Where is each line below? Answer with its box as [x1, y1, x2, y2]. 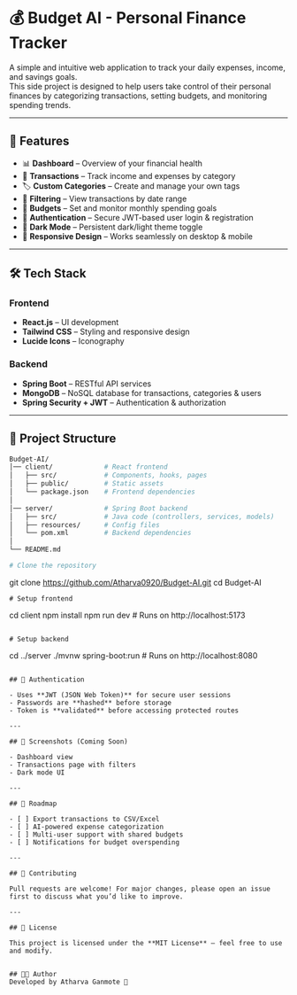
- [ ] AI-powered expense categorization [9, 822, 164, 831]
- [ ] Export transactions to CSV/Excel [9, 814, 161, 823]
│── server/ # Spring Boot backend [9, 503, 188, 513]
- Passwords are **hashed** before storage [9, 698, 172, 707]
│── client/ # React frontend [9, 463, 168, 471]
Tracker [9, 33, 68, 53]
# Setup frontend [9, 594, 73, 603]
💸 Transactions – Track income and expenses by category [21, 170, 236, 181]
